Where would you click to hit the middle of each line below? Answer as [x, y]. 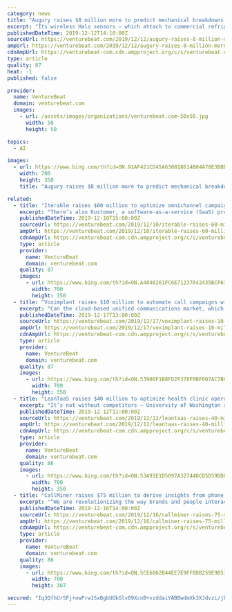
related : [20, 199]
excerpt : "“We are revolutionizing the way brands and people [111, 502]
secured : [20, 598]
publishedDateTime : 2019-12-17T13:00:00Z [80, 315]
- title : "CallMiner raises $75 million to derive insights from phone [119, 496]
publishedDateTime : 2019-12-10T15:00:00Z [80, 218]
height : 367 [49, 586]
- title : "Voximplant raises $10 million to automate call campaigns [115, 302]
